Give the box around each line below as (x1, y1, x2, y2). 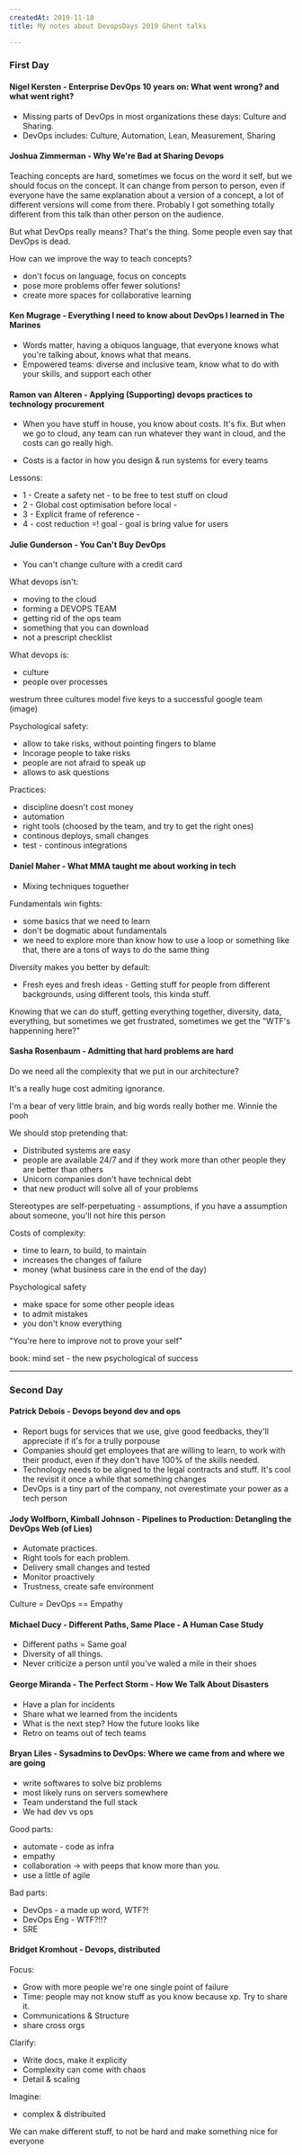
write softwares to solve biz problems (22, 1777, 162, 1788)
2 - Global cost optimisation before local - (22, 500, 178, 511)
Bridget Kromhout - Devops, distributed (9, 1944, 161, 1955)
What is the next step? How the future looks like (22, 1718, 200, 1729)
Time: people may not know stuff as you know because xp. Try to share (22, 1990, 288, 2001)
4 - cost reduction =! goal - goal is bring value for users (22, 519, 229, 530)
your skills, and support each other (22, 369, 152, 379)
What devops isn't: (9, 576, 79, 587)
